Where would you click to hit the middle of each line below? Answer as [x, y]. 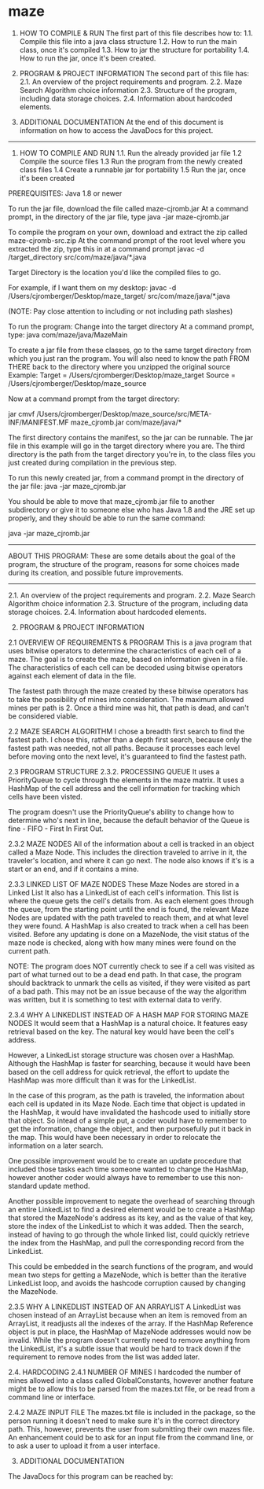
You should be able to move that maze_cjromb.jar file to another [111, 501]
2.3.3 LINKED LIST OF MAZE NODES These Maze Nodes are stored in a [124, 884]
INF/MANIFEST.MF [38, 422]
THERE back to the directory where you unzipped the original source [119, 366]
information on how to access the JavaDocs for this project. [116, 130]
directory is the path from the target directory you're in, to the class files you [132, 454]
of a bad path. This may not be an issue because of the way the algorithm [128, 991]
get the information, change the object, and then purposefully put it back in [130, 1129]
